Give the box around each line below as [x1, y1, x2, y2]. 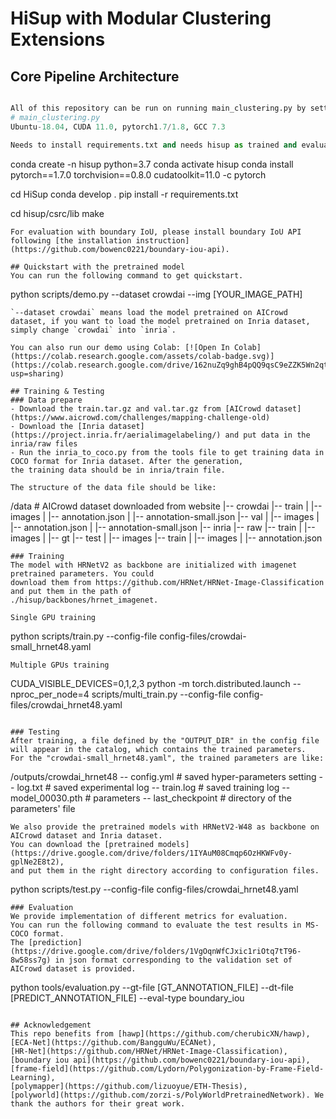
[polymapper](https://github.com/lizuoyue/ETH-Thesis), [10, 1081, 248, 1091]
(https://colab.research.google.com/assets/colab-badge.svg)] [10, 351, 275, 361]
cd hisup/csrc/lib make [10, 207, 105, 219]
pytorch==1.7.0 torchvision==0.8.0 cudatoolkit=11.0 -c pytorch [10, 168, 267, 181]
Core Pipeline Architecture [10, 68, 180, 85]
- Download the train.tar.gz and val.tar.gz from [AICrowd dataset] [10, 403, 302, 414]
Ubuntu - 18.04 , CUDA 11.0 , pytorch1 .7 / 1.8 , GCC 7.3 [10, 122, 226, 132]
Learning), [10, 1072, 56, 1082]
